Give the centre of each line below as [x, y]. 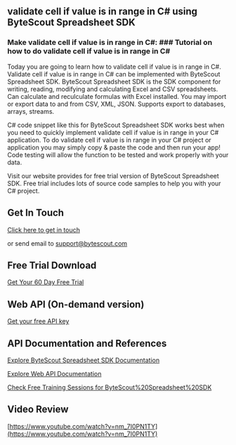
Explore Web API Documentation [54, 373]
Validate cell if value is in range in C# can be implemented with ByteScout [114, 74]
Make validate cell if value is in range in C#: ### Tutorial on [110, 43]
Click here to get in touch [44, 230]
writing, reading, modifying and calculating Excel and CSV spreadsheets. [113, 89]
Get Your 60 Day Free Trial [46, 282]
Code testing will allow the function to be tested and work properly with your [118, 154]
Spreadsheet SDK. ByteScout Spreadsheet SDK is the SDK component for [114, 81]
